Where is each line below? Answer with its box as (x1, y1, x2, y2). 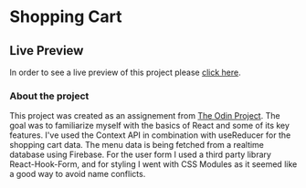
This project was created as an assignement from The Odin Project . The (9, 110, 280, 121)
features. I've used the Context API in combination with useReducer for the (9, 130, 291, 141)
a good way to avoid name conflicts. (9, 169, 146, 180)
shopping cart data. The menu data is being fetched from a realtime (9, 140, 265, 151)
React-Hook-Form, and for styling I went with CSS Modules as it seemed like (9, 159, 298, 170)
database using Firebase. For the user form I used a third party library (9, 149, 272, 161)
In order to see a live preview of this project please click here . (9, 67, 241, 78)
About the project (9, 89, 90, 102)
